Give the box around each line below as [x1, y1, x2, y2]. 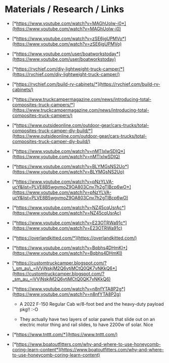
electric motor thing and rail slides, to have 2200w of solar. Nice [19, 321, 153, 328]
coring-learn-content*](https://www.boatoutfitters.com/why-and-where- [12, 346, 164, 352]
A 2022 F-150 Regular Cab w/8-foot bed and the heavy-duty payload [19, 301, 164, 307]
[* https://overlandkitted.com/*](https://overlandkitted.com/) [12, 234, 137, 241]
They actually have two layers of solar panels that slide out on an [19, 316, 155, 322]
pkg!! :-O [19, 306, 38, 312]
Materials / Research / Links [5, 4, 124, 15]
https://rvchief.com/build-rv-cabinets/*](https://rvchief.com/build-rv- [16, 81, 160, 87]
